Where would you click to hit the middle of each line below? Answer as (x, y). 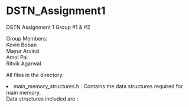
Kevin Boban (22, 45)
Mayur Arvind (23, 51)
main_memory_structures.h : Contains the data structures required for (98, 86)
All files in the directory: (35, 75)
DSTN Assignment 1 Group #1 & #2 (48, 27)
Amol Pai (17, 57)
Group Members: (27, 38)
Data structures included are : (42, 99)
